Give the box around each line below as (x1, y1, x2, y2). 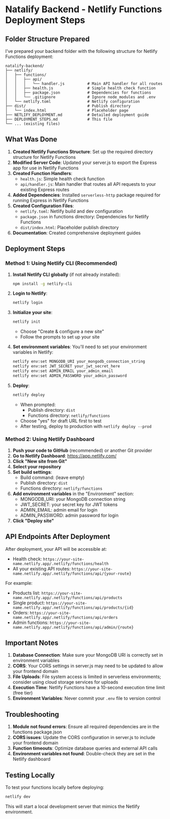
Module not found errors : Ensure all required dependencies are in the (12, 724, 159, 730)
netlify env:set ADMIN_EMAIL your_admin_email (12, 368, 114, 374)
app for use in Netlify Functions (12, 164, 79, 171)
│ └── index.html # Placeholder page (5, 108, 129, 113)
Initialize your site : (12, 309, 52, 316)
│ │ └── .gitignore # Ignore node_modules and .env (5, 95, 156, 100)
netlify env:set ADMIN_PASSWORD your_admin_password (12, 373, 127, 378)
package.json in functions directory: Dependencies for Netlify (20, 213, 149, 219)
